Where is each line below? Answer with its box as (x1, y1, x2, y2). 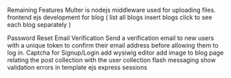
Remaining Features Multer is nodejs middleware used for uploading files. (7, 6, 216, 14)
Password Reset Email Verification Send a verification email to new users (7, 34, 214, 42)
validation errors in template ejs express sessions (7, 64, 148, 71)
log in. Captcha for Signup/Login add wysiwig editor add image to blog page (7, 48, 224, 57)
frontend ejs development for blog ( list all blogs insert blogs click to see (7, 13, 212, 21)
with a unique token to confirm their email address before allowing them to (7, 41, 219, 49)
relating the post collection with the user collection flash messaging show (7, 56, 216, 64)
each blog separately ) (7, 21, 71, 28)
